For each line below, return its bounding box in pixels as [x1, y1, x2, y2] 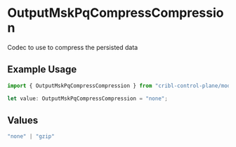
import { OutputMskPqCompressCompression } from [7, 82, 152, 89]
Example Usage [7, 63, 77, 75]
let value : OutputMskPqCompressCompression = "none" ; [7, 95, 169, 102]
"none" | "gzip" [7, 133, 55, 140]
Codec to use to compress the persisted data [7, 43, 138, 51]
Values [7, 114, 39, 126]
